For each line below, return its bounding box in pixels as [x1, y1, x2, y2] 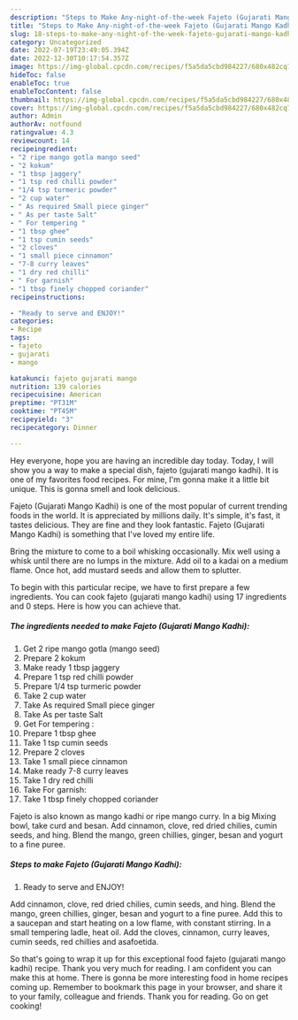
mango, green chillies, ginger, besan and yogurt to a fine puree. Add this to [10, 908, 283, 918]
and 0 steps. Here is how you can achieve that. [10, 601, 181, 611]
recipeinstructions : [10, 293, 87, 302]
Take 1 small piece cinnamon [22, 755, 127, 766]
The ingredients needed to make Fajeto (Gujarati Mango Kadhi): [10, 621, 250, 632]
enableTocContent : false [10, 87, 102, 96]
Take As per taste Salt [22, 709, 103, 719]
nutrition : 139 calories [10, 382, 102, 391]
